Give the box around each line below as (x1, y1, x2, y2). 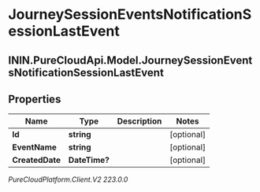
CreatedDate (12, 155, 61, 166)
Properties (8, 92, 61, 105)
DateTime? (68, 155, 110, 166)
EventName (12, 142, 58, 153)
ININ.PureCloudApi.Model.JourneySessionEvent (8, 54, 253, 67)
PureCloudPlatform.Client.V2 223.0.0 (8, 175, 128, 184)
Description (117, 116, 162, 127)
